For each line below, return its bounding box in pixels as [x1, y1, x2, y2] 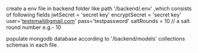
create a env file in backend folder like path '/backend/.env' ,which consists [6, 5, 192, 12]
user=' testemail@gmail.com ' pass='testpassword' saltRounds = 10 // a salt [6, 18, 190, 24]
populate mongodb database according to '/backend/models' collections [6, 35, 185, 42]
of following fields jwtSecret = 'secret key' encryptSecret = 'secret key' [6, 11, 182, 18]
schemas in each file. [6, 41, 58, 48]
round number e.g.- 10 [6, 24, 61, 31]
